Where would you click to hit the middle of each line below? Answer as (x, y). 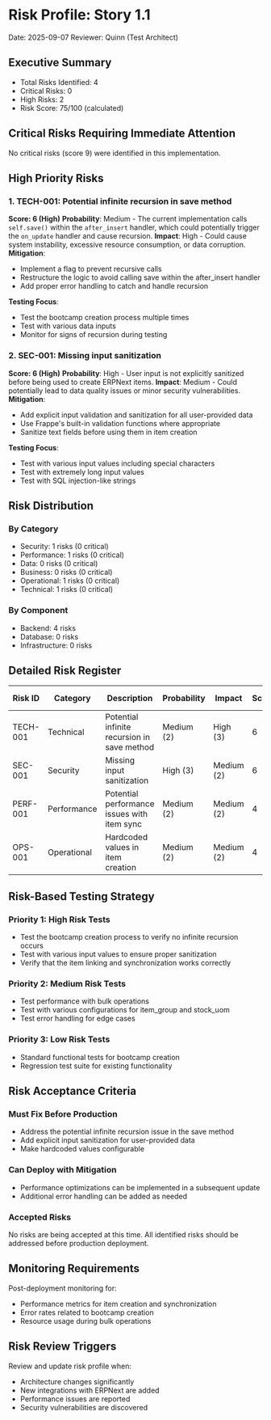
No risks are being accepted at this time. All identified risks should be (124, 1234)
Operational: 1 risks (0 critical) (70, 581)
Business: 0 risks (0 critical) (66, 573)
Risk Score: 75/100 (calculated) (72, 108)
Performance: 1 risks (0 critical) (72, 555)
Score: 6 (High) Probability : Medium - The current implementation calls (128, 219)
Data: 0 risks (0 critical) (59, 564)
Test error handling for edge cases (77, 1019)
